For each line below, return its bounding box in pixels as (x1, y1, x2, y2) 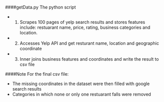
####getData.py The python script (5, 4, 76, 10)
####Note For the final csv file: (5, 71, 69, 77)
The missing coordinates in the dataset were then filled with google (12, 81, 150, 87)
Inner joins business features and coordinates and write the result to (19, 56, 159, 62)
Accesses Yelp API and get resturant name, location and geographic (19, 40, 160, 46)
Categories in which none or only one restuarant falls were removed (12, 92, 151, 97)
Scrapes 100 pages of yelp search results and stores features (19, 19, 145, 25)
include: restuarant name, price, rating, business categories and (19, 24, 151, 30)
